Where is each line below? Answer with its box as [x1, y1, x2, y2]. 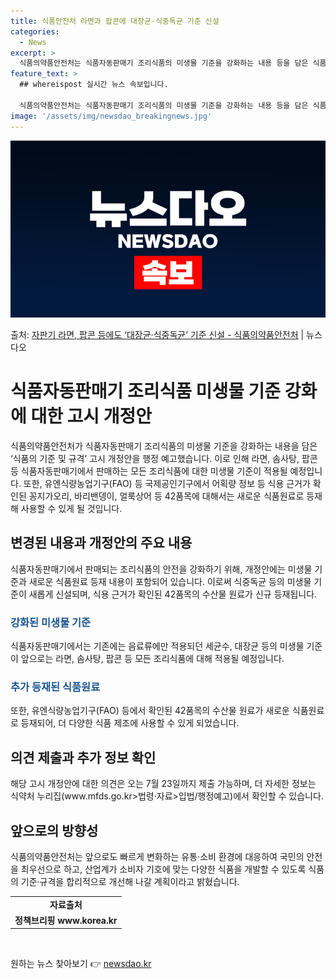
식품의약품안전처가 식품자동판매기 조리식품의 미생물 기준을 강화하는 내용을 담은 [10, 440, 318, 452]
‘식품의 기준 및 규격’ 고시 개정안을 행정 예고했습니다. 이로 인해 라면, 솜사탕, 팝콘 [10, 452, 318, 464]
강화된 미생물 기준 [10, 615, 92, 629]
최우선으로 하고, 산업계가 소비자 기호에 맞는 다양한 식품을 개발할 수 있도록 [20, 863, 307, 875]
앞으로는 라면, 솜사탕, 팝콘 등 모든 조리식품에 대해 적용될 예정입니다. [20, 653, 285, 665]
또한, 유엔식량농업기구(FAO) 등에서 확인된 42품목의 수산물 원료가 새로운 [10, 705, 290, 717]
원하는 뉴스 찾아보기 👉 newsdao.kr [10, 958, 152, 970]
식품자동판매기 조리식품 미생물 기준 [10, 380, 282, 403]
